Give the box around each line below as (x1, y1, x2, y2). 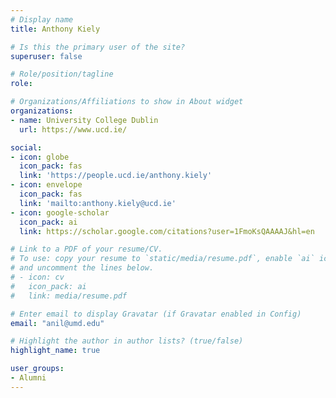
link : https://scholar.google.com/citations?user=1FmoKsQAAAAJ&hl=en (19, 226, 315, 236)
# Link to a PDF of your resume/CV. (10, 244, 163, 255)
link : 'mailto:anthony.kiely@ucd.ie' (19, 198, 177, 208)
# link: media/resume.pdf (10, 291, 128, 301)
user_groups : (10, 364, 65, 374)
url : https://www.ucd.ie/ (19, 124, 128, 135)
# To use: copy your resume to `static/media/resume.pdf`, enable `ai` (10, 254, 315, 264)
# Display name (10, 14, 74, 25)
